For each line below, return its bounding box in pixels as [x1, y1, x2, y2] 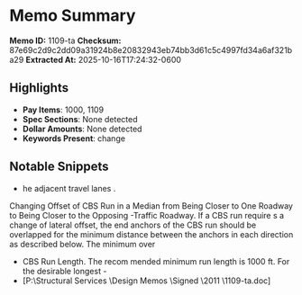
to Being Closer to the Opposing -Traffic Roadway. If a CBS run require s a [9, 210, 285, 220]
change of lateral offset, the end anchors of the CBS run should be [9, 219, 257, 230]
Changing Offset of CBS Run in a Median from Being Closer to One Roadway [9, 200, 293, 211]
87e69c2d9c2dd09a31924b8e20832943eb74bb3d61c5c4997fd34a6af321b [9, 44, 293, 55]
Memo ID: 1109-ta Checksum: [9, 35, 122, 46]
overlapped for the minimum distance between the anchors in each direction [9, 228, 294, 239]
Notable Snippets [9, 159, 110, 174]
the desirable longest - [22, 265, 107, 276]
